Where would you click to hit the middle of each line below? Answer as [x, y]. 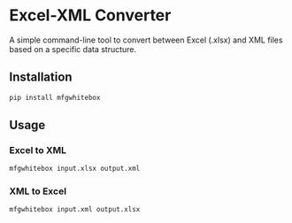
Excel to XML [38, 150]
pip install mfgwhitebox [55, 97]
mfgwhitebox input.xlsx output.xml [75, 169]
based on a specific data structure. [73, 49]
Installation [41, 77]
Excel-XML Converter [90, 15]
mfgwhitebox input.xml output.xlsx [75, 210]
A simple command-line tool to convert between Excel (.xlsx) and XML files [146, 40]
